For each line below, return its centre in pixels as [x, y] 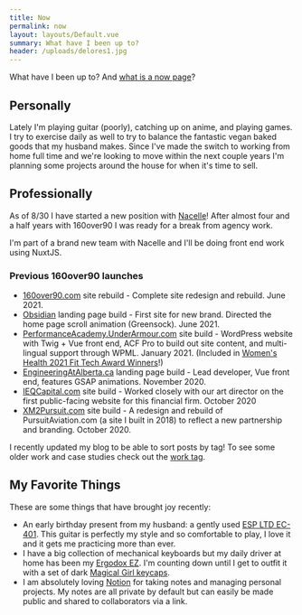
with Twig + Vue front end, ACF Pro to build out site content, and [143, 343]
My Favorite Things [65, 485]
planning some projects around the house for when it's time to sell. [134, 165]
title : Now [30, 18]
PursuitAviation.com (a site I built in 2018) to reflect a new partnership [152, 420]
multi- [276, 343]
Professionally [51, 194]
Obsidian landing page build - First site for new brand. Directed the [147, 315]
